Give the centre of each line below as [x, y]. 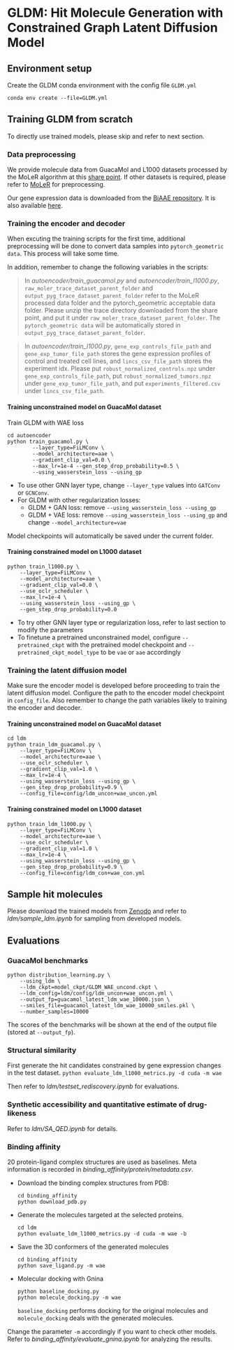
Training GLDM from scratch [70, 119]
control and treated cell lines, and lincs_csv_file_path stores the [118, 361]
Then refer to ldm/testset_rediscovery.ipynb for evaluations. [93, 1086]
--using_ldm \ [40, 981]
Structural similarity [42, 1050]
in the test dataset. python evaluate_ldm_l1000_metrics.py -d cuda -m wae [115, 1073]
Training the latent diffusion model [67, 670]
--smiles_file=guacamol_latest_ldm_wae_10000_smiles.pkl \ [108, 1006]
